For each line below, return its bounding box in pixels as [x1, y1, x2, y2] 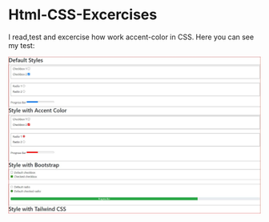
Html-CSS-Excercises [8, 6, 158, 24]
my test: [8, 40, 35, 50]
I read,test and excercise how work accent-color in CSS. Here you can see [8, 32, 255, 42]
